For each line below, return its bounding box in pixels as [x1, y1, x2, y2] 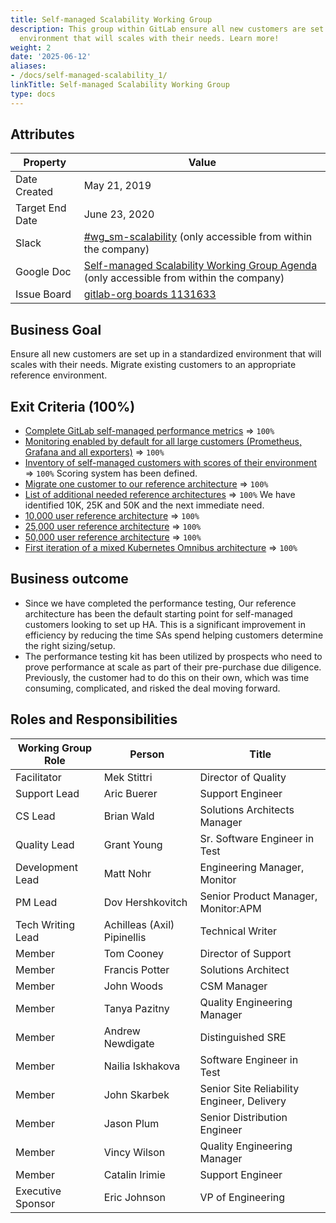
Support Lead [15, 786, 80, 800]
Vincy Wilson [103, 1145, 166, 1159]
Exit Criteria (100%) [10, 398, 136, 415]
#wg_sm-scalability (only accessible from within [83, 230, 313, 244]
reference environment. [10, 369, 108, 381]
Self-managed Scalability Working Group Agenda [83, 259, 318, 273]
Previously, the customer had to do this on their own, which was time [24, 671, 310, 683]
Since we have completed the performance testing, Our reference [24, 597, 297, 609]
